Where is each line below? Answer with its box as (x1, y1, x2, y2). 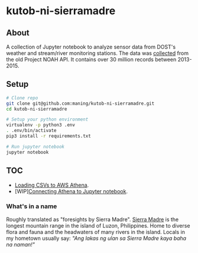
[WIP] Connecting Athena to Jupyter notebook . (14, 187, 128, 194)
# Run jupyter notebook (6, 144, 65, 150)
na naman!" (6, 241, 35, 248)
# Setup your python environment (6, 116, 89, 122)
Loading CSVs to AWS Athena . (14, 181, 89, 189)
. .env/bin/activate (6, 128, 57, 134)
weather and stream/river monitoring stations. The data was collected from (6, 50, 189, 57)
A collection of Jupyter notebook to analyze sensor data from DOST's (6, 43, 176, 50)
